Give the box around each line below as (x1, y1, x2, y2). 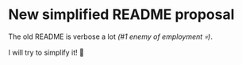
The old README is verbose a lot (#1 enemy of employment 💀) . (8, 32, 213, 41)
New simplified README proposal (8, 6, 235, 24)
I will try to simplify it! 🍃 (8, 48, 85, 57)
